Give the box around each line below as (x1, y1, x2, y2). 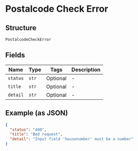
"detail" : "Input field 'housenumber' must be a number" (10, 137, 134, 142)
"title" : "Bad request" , (10, 132, 63, 137)
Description (71, 66, 101, 73)
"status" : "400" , (10, 127, 47, 132)
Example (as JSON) (5, 109, 68, 118)
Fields (5, 51, 26, 59)
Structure (5, 24, 37, 32)
